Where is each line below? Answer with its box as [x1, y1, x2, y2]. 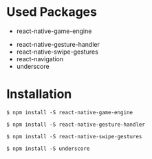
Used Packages [6, 4, 98, 20]
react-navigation [16, 54, 64, 63]
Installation [6, 87, 72, 102]
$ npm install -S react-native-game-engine [6, 109, 133, 116]
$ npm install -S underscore [6, 145, 90, 152]
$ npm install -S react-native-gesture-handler [6, 121, 146, 128]
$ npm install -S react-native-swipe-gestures [6, 133, 142, 140]
